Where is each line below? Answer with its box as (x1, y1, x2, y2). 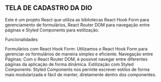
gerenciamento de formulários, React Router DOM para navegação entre (5, 22, 150, 28)
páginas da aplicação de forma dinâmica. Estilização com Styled (5, 61, 134, 67)
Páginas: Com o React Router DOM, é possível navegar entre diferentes (5, 56, 148, 62)
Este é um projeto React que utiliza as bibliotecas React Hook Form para (5, 16, 149, 22)
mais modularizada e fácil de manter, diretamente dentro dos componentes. (5, 71, 157, 77)
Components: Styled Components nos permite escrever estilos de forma (5, 66, 150, 72)
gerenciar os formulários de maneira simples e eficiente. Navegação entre (5, 51, 153, 57)
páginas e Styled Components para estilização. (5, 27, 99, 33)
